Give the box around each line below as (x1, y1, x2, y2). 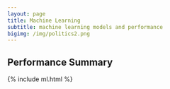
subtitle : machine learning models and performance (7, 23, 163, 30)
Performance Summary (7, 56, 113, 68)
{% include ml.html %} (7, 75, 73, 83)
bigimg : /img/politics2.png (7, 30, 91, 37)
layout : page (7, 10, 46, 18)
